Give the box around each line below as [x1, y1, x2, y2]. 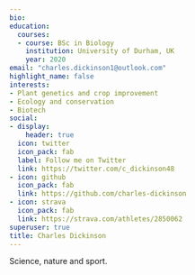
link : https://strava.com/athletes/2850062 [17, 214, 182, 224]
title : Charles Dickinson [9, 231, 106, 240]
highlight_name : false [9, 72, 94, 81]
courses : [17, 30, 50, 39]
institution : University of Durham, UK [25, 47, 175, 56]
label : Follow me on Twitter [17, 155, 127, 165]
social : [9, 114, 39, 123]
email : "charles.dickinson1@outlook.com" [9, 64, 167, 73]
